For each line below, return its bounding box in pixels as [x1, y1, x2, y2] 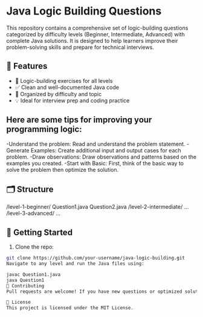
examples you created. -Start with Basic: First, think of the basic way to [6, 159, 184, 167]
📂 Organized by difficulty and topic [14, 90, 102, 97]
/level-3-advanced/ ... [6, 210, 61, 217]
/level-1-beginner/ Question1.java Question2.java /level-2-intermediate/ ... [6, 203, 189, 211]
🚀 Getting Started [6, 227, 73, 237]
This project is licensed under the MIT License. [6, 305, 134, 311]
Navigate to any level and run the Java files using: [6, 261, 145, 267]
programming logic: [6, 124, 83, 134]
